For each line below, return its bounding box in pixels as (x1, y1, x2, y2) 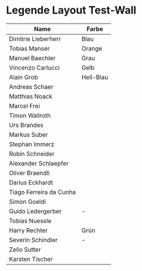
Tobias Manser (9, 44, 50, 52)
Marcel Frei (9, 101, 40, 110)
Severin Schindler (9, 236, 58, 244)
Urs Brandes (9, 121, 44, 129)
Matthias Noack (9, 92, 53, 100)
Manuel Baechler (9, 54, 56, 62)
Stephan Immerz (9, 140, 55, 148)
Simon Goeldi (9, 197, 46, 206)
